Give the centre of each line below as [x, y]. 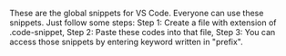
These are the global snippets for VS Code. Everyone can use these [137, 13]
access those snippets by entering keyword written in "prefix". [126, 42]
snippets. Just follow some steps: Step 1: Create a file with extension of [143, 23]
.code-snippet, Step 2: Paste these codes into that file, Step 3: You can [143, 32]
